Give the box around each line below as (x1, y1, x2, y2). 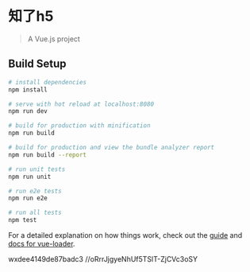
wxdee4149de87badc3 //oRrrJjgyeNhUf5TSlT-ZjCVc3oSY (8, 255, 198, 263)
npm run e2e (8, 194, 48, 203)
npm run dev (8, 107, 48, 115)
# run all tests (8, 208, 62, 217)
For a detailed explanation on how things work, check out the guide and (8, 231, 243, 239)
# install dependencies (8, 78, 87, 86)
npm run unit (8, 173, 52, 181)
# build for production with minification (8, 122, 151, 130)
